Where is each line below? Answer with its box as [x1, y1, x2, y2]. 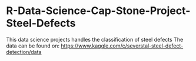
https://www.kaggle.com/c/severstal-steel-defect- [61, 42, 184, 49]
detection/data [6, 48, 42, 55]
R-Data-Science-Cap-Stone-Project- [6, 4, 191, 18]
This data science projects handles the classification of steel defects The [6, 36, 184, 43]
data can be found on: [6, 42, 60, 49]
